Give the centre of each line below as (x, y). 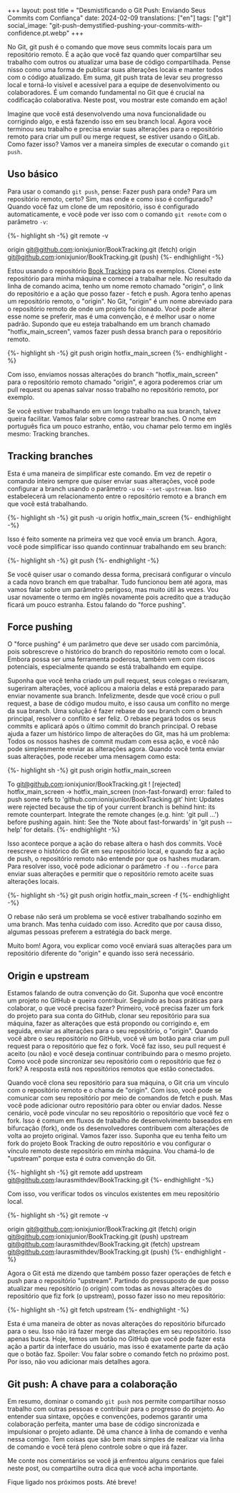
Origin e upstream (48, 976)
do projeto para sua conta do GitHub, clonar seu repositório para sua (109, 1016)
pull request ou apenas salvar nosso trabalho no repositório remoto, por (113, 389)
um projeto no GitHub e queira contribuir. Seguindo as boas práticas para (115, 1001)
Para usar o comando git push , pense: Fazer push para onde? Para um (112, 191)
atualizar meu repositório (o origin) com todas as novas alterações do (110, 1289)
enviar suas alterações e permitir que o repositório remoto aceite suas (111, 874)
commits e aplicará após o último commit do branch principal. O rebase (112, 726)
